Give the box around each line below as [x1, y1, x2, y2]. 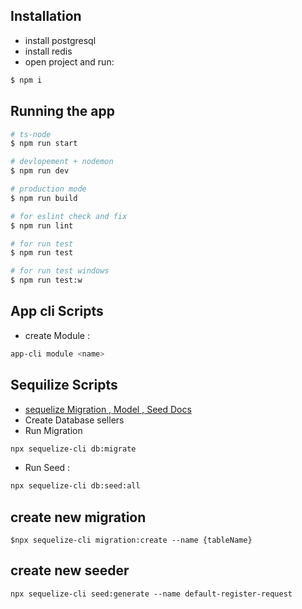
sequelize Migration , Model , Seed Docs [24, 403, 192, 415]
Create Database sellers [24, 414, 125, 426]
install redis [24, 45, 73, 57]
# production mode [10, 184, 87, 194]
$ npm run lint [10, 220, 74, 231]
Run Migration [24, 424, 83, 436]
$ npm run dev [10, 166, 70, 176]
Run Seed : [24, 462, 71, 474]
